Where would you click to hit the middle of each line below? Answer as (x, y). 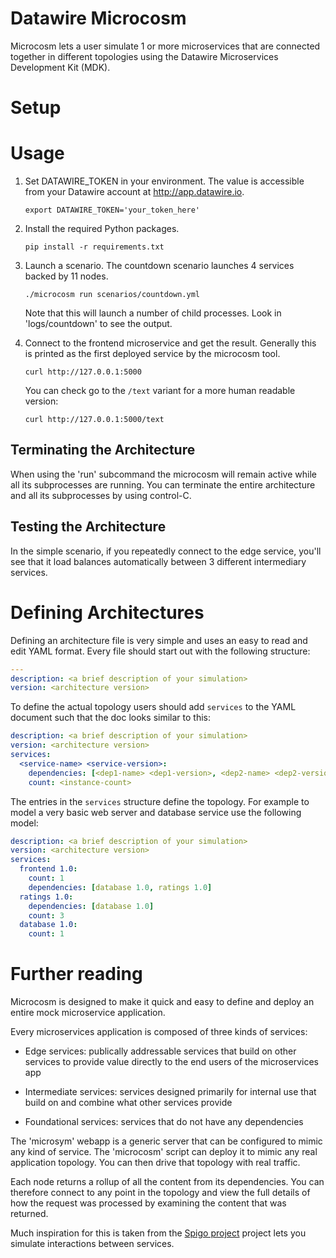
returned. (29, 1214)
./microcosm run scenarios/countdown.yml (112, 295)
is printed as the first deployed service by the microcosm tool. (152, 354)
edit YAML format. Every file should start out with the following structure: (160, 651)
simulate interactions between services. (92, 1244)
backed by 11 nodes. (66, 276)
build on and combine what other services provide (128, 1103)
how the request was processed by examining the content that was (148, 1203)
